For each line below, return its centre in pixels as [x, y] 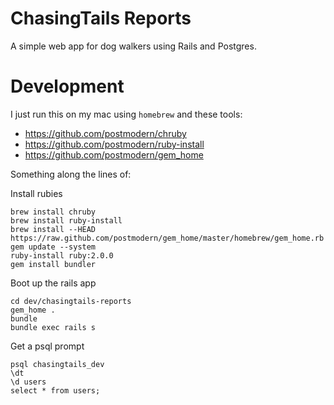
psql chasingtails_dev [57, 364]
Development [67, 86]
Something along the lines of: [71, 174]
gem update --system [53, 247]
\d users [28, 382]
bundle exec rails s [53, 327]
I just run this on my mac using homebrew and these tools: [126, 114]
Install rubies [36, 193]
